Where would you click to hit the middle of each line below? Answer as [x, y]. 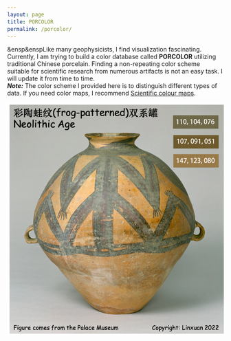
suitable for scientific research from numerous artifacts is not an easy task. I [115, 71]
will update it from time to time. [51, 78]
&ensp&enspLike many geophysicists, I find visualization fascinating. [104, 49]
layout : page [26, 14]
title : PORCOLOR [30, 22]
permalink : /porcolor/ [40, 29]
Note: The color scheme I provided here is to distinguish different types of [112, 86]
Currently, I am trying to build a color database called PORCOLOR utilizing [112, 57]
